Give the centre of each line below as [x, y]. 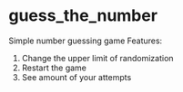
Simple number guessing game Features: [86, 41]
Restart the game [54, 68]
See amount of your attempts [76, 77]
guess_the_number [83, 16]
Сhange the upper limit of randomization [97, 58]
